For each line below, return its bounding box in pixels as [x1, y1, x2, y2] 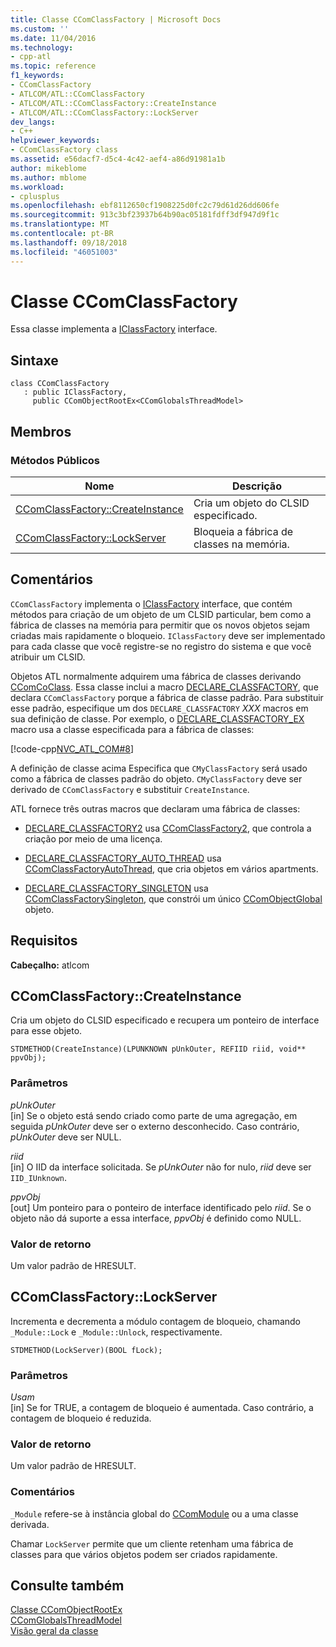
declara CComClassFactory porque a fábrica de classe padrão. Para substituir [10, 691, 324, 703]
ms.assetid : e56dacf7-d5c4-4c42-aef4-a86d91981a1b [10, 154, 226, 164]
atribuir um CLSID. [10, 651, 86, 663]
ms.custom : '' [10, 24, 70, 34]
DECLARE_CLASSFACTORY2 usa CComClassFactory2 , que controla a [24, 822, 312, 834]
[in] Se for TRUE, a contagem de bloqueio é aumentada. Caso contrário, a [10, 1402, 314, 1414]
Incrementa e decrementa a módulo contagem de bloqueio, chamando [10, 1315, 302, 1327]
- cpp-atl [10, 52, 52, 62]
